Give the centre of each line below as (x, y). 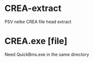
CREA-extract (33, 8)
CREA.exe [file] (36, 41)
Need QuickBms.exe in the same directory (47, 54)
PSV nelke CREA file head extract (38, 22)
